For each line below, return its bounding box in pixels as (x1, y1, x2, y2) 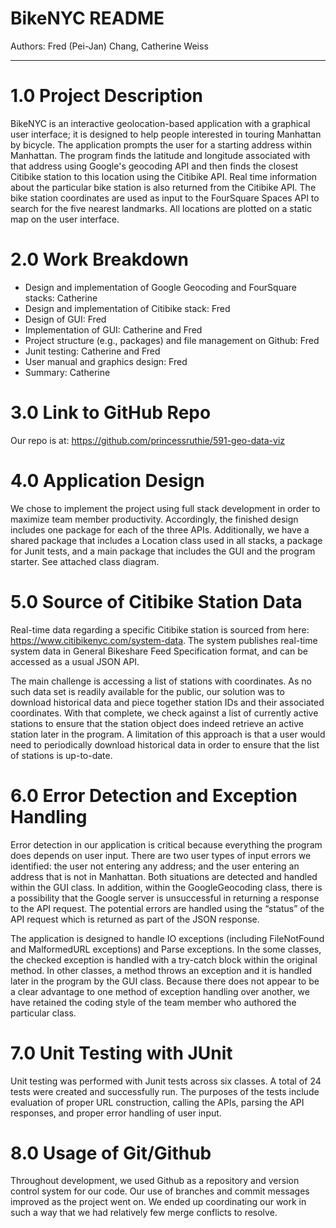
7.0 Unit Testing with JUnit (10, 1042, 233, 1064)
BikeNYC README (10, 7, 165, 30)
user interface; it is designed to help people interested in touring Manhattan (10, 128, 322, 140)
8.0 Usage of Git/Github (10, 1142, 212, 1164)
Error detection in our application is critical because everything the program (10, 838, 323, 851)
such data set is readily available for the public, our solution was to (10, 685, 285, 697)
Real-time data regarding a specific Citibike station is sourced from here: (10, 623, 310, 636)
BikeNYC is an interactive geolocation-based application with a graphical (10, 117, 311, 129)
